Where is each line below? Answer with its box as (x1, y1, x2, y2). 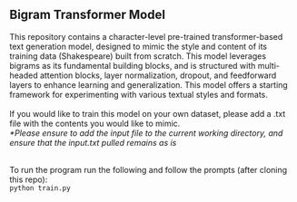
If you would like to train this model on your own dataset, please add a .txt (9, 108, 286, 119)
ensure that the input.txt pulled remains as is (9, 137, 177, 148)
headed (9, 70, 38, 81)
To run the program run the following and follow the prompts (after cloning (9, 164, 288, 175)
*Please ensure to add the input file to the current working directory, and (9, 127, 283, 139)
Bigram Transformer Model (9, 7, 166, 23)
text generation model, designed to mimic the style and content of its (9, 41, 268, 52)
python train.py (9, 183, 71, 193)
